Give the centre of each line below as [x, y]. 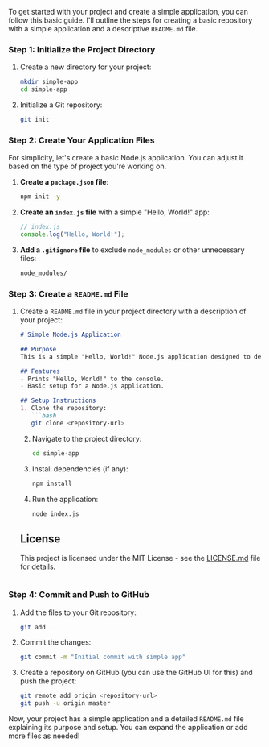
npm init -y [40, 197]
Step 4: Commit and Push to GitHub [79, 595]
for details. [38, 566]
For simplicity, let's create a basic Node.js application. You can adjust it [126, 158]
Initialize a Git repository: [61, 105]
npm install [52, 483]
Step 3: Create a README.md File [68, 293]
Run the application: [65, 499]
